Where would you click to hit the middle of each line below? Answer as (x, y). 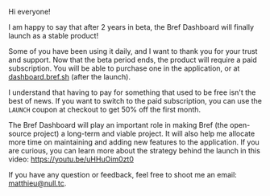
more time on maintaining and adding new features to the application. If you (134, 142)
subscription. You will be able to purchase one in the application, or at (124, 68)
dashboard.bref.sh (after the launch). (70, 77)
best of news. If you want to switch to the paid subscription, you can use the (135, 101)
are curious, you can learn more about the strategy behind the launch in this (134, 151)
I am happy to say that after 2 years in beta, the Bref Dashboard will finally (131, 27)
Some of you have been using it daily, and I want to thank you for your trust (133, 51)
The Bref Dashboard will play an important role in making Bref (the (118, 125)
